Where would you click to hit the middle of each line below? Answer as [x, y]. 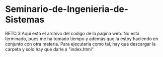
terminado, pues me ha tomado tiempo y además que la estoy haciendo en [81, 39]
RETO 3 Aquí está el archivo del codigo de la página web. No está [72, 33]
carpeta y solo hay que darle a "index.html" [50, 49]
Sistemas [25, 20]
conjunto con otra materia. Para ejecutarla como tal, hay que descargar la [81, 44]
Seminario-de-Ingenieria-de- [67, 9]
